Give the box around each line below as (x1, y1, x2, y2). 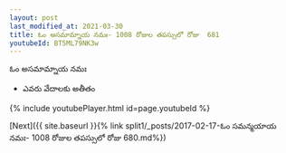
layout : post (9, 13, 59, 23)
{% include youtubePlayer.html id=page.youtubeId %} (9, 103, 211, 114)
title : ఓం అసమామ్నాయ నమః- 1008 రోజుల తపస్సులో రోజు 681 (9, 30, 220, 39)
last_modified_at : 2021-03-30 (9, 22, 124, 31)
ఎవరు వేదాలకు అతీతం (22, 83, 96, 94)
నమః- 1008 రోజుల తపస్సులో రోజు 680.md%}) (9, 132, 167, 143)
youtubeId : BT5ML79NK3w (9, 38, 100, 48)
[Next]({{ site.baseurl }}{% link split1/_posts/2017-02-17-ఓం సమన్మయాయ (9, 120, 277, 131)
